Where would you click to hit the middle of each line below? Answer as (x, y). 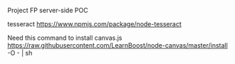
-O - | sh (20, 53)
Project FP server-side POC (48, 10)
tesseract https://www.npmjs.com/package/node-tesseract (94, 24)
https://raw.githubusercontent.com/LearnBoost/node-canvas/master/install (117, 45)
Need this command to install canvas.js (65, 38)
